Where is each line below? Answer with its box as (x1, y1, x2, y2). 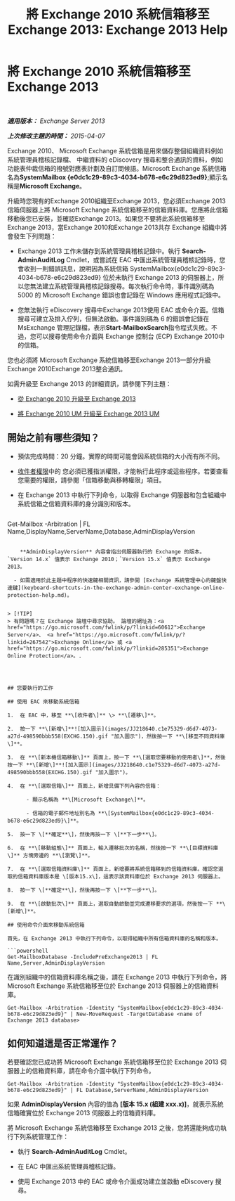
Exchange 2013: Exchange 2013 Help (8, 22, 228, 38)
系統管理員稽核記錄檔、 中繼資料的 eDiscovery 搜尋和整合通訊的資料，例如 (7, 155, 224, 164)
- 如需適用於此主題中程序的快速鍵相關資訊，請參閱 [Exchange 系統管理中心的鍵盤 (13, 577, 222, 584)
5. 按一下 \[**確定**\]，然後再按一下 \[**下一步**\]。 (7, 830, 160, 837)
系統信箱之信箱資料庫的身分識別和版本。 (17, 499, 135, 508)
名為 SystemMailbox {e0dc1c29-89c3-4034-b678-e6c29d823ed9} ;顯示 (7, 173, 222, 181)
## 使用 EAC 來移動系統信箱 (7, 698, 80, 705)
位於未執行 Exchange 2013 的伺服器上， (102, 273, 219, 281)
